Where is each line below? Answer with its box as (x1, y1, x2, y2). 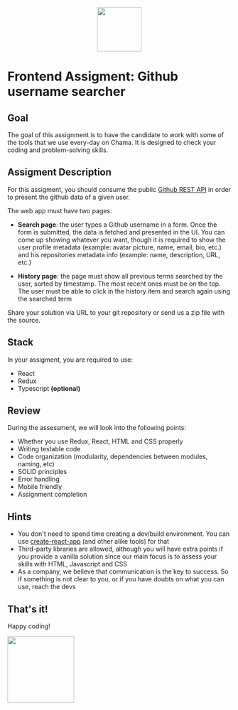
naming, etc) (17, 460, 55, 468)
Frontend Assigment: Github (7, 68, 179, 85)
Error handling (17, 475, 60, 483)
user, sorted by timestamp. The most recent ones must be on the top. (17, 279, 221, 288)
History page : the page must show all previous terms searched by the (17, 271, 223, 280)
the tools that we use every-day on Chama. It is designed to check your (7, 139, 217, 146)
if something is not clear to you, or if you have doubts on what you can (17, 575, 225, 583)
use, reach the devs (17, 583, 76, 591)
